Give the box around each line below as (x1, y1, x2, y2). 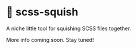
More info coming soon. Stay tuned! (6, 36, 94, 43)
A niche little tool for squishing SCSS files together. (6, 25, 132, 32)
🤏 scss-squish (6, 5, 79, 19)
